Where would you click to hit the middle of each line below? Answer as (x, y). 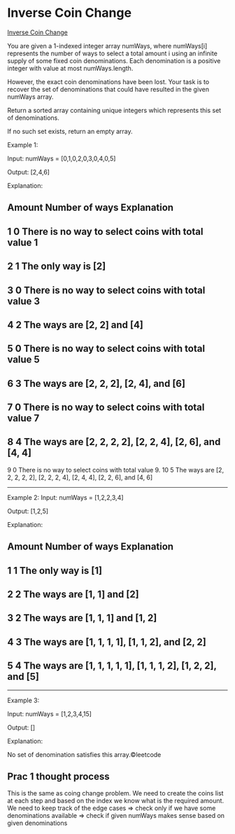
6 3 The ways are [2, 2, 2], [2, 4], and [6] (96, 383)
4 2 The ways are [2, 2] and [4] (75, 325)
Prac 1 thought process (58, 777)
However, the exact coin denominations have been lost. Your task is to (108, 81)
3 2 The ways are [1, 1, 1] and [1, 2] (82, 618)
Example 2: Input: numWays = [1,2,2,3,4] (65, 497)
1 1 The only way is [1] (55, 570)
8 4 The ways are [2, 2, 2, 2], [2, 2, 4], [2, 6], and (114, 442)
